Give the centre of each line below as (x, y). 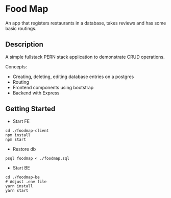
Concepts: (16, 66)
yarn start (17, 190)
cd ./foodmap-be (22, 177)
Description (24, 45)
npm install (18, 135)
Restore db (24, 149)
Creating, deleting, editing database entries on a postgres (73, 77)
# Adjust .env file (26, 182)
